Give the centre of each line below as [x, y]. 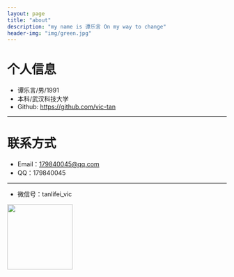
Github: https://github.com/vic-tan [67, 107]
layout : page [26, 14]
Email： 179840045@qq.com [58, 164]
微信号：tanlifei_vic [45, 194]
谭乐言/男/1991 [38, 90]
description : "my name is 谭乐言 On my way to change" [87, 26]
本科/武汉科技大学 [43, 99]
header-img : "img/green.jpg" [49, 33]
